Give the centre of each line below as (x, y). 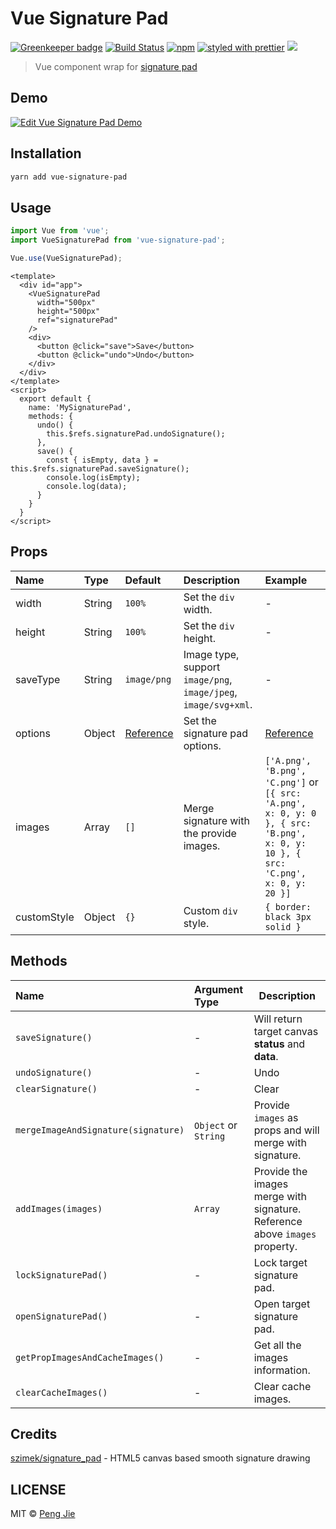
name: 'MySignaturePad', (80, 407)
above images (285, 1234)
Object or (216, 1125)
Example (286, 580)
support (202, 667)
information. (282, 1370)
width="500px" (66, 302)
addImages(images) (59, 1208)
